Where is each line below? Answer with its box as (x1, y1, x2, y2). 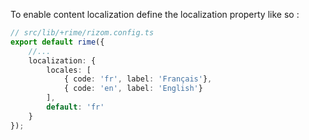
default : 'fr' (46, 102, 105, 112)
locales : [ (46, 65, 92, 75)
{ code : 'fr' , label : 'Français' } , (63, 74, 213, 84)
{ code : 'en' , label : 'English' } (63, 84, 203, 94)
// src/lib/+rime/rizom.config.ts (10, 28, 155, 38)
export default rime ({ (10, 37, 105, 47)
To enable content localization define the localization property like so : (10, 9, 300, 20)
